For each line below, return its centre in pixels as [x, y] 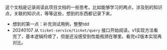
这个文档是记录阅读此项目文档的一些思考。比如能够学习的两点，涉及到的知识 [84, 7]
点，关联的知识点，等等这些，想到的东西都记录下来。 [60, 13]
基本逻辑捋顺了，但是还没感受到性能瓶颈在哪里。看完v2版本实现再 [94, 36]
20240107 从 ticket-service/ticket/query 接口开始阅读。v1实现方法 [83, 30]
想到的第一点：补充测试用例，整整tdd [51, 24]
